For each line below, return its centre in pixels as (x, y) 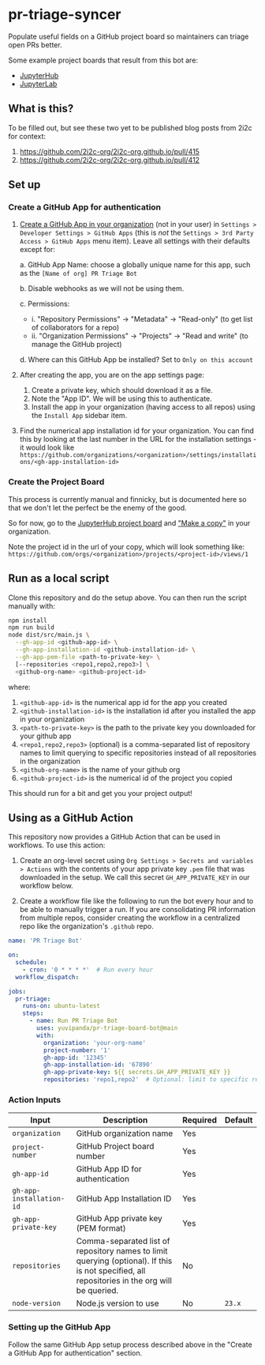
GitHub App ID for (109, 1169)
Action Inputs (35, 1100)
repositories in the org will (124, 1280)
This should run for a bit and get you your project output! (101, 793)
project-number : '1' (77, 1050)
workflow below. (46, 886)
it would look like (47, 447)
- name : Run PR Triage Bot (73, 1021)
